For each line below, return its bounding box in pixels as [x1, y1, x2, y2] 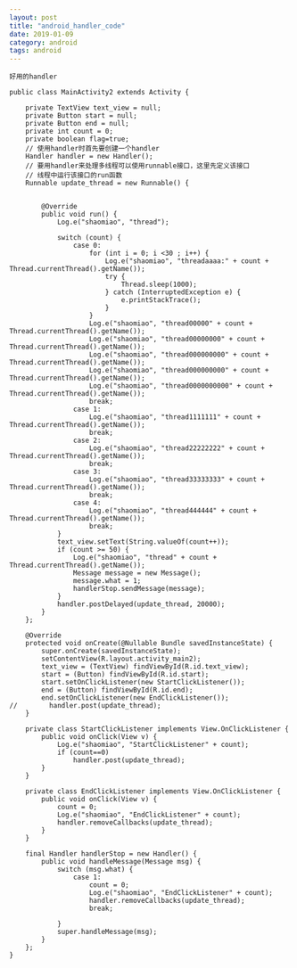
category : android [9, 37, 78, 47]
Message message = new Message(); [72, 569, 202, 578]
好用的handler [9, 72, 58, 81]
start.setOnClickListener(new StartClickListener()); [41, 678, 245, 687]
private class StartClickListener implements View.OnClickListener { [25, 725, 290, 734]
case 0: [72, 242, 102, 250]
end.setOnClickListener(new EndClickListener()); [41, 693, 229, 702]
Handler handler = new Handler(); [25, 152, 153, 161]
